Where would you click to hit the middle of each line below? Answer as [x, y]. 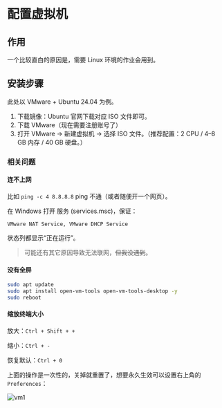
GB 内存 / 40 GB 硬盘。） [52, 142]
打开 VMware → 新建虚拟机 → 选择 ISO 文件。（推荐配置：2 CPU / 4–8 [116, 133]
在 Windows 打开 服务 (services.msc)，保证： [72, 211]
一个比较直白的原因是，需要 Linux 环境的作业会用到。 [83, 60]
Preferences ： [27, 383]
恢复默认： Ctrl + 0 [35, 360]
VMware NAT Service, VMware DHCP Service [68, 224]
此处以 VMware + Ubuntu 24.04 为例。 [62, 102]
